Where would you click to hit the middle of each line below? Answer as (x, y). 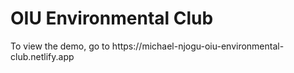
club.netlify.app (42, 56)
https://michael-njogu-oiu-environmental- (198, 46)
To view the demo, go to (60, 46)
